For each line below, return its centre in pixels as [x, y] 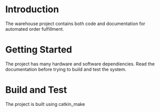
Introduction [32, 9]
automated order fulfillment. [35, 29]
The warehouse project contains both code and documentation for [75, 24]
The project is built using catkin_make [45, 104]
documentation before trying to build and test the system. [66, 69]
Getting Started [39, 50]
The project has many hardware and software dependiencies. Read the [80, 64]
